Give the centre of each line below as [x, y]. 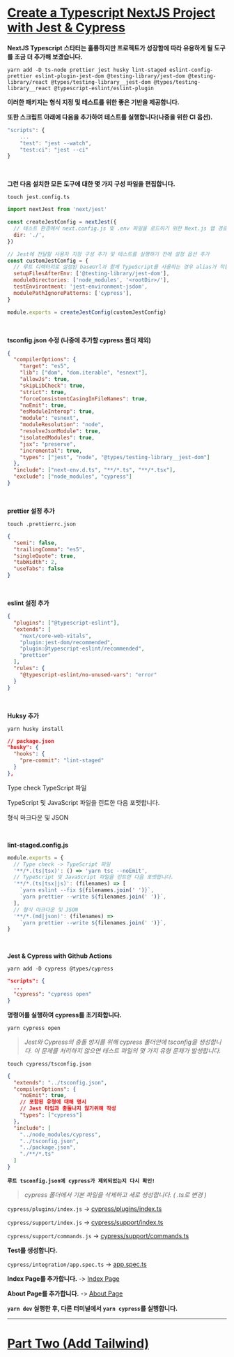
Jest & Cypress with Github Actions [60, 956]
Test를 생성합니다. [32, 1250]
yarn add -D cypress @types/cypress [60, 969]
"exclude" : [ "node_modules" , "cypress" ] [73, 477]
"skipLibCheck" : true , [53, 386]
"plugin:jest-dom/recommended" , [67, 642]
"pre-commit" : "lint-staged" [62, 761]
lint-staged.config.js [38, 845]
